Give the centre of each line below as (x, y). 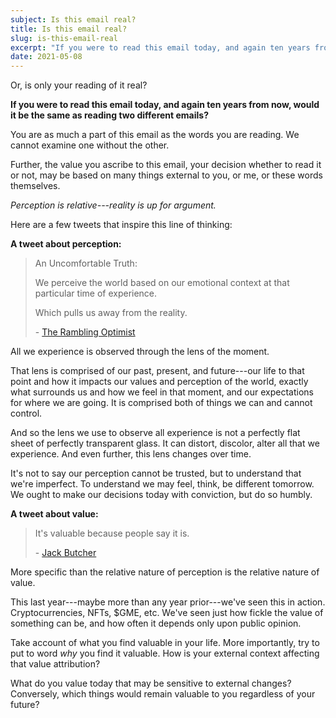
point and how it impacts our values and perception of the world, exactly (159, 382)
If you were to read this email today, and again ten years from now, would (165, 105)
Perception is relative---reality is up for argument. (113, 205)
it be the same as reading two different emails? (109, 115)
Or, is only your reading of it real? (79, 85)
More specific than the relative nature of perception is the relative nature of (165, 572)
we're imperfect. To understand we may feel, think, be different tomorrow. (162, 484)
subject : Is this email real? (73, 19)
